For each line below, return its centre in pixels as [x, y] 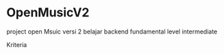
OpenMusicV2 [48, 13]
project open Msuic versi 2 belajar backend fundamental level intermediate [112, 31]
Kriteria [17, 44]
